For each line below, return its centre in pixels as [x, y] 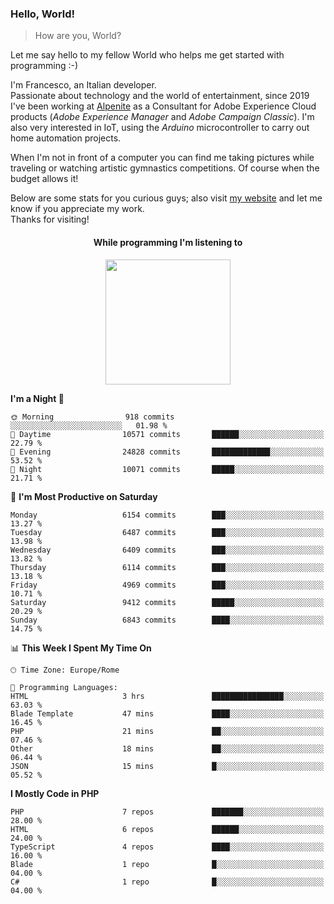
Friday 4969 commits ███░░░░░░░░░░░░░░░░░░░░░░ [167, 585]
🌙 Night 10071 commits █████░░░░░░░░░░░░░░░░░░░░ [167, 469]
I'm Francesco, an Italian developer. [83, 85]
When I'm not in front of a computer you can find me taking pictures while [162, 158]
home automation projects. [66, 138]
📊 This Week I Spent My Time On [81, 648]
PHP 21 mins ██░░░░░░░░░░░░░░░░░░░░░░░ [167, 731]
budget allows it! [44, 179]
